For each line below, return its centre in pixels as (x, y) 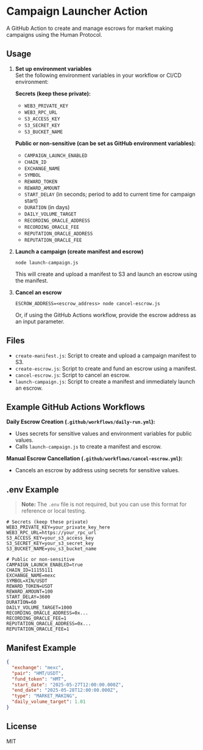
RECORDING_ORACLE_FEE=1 (37, 618)
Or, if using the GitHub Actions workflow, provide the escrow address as (106, 315)
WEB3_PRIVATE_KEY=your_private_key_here (59, 527)
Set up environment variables (53, 69)
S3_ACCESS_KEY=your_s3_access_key (50, 538)
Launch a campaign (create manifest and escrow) (79, 251)
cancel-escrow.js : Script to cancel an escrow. (73, 375)
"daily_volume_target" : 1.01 (49, 702)
